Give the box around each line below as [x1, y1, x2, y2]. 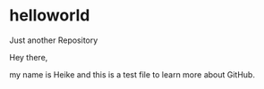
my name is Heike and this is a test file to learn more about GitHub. [9, 69, 255, 80]
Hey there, [9, 52, 48, 62]
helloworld [9, 5, 90, 26]
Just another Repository [9, 35, 98, 45]
